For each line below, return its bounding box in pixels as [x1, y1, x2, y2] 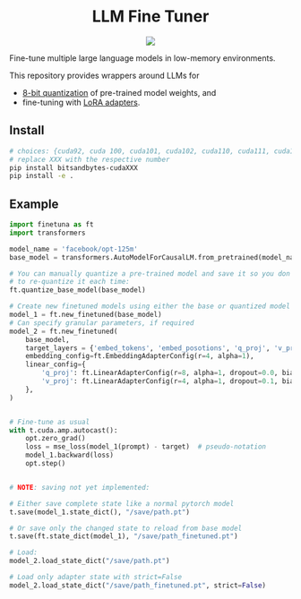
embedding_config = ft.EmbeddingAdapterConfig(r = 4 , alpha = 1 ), [25, 352, 254, 361]
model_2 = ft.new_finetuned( [9, 327, 118, 336]
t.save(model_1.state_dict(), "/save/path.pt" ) [9, 508, 191, 517]
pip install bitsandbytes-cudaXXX [9, 163, 139, 172]
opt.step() [25, 459, 66, 468]
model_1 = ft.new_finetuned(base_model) [9, 311, 163, 320]
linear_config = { [25, 360, 87, 369]
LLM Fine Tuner [91, 6, 210, 27]
